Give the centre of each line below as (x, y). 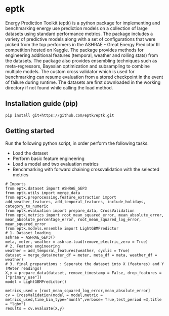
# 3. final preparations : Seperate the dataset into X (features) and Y (85, 264)
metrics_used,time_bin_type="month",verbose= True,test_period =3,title (83, 299)
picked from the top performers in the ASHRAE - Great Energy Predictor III (82, 44)
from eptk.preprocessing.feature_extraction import (61, 197)
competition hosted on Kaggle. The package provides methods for (74, 50)
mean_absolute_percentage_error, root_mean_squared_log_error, (73, 219)
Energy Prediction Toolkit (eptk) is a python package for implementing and (83, 23)
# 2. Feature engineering (32, 246)
